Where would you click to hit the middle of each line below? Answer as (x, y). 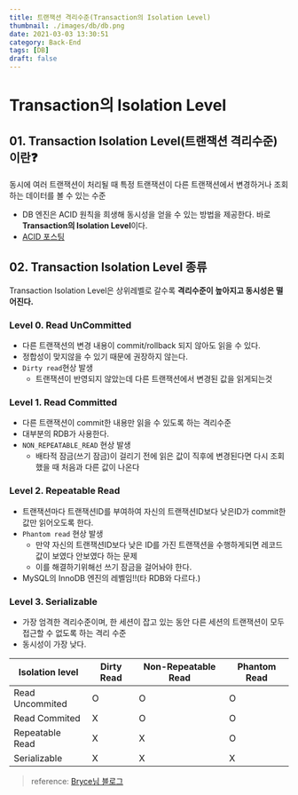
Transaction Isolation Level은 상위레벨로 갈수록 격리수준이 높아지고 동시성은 (142, 290)
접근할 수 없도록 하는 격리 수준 (74, 633)
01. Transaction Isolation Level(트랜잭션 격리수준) (144, 141)
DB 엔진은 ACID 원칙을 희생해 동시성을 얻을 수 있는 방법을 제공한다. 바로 (146, 215)
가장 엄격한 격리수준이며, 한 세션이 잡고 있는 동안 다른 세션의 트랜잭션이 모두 (153, 622)
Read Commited (47, 718)
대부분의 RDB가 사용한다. (65, 434)
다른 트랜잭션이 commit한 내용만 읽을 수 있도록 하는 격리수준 (127, 423)
